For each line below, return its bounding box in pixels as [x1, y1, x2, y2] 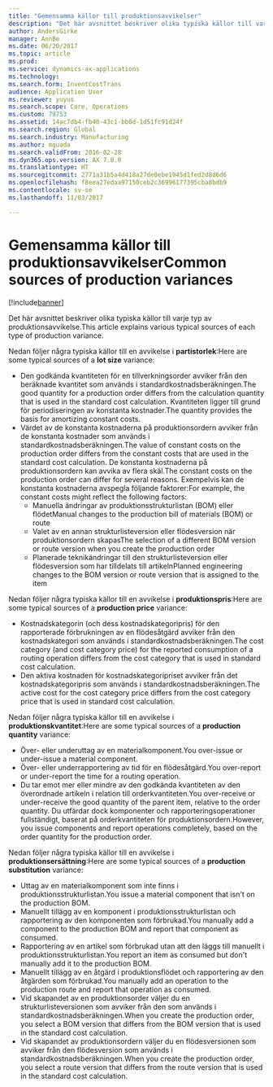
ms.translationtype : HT [8, 164, 89, 172]
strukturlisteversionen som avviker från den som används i [19, 1002, 217, 1011]
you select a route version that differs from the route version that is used [19, 1062, 263, 1072]
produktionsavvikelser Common [8, 253, 227, 271]
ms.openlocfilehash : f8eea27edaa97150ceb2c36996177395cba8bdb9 [8, 178, 227, 187]
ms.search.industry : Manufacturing [8, 133, 129, 141]
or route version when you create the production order [32, 543, 215, 554]
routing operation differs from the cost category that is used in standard [19, 653, 262, 663]
